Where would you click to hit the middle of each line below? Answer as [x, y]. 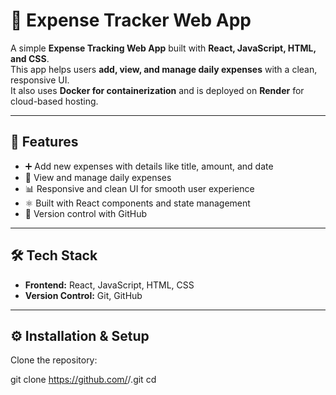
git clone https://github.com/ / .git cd [83, 380]
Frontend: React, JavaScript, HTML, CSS [109, 285]
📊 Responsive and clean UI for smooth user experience [139, 188]
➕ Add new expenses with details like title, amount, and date [149, 166]
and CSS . [30, 58]
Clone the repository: [54, 360]
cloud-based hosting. [54, 101]
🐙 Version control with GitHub [86, 213]
